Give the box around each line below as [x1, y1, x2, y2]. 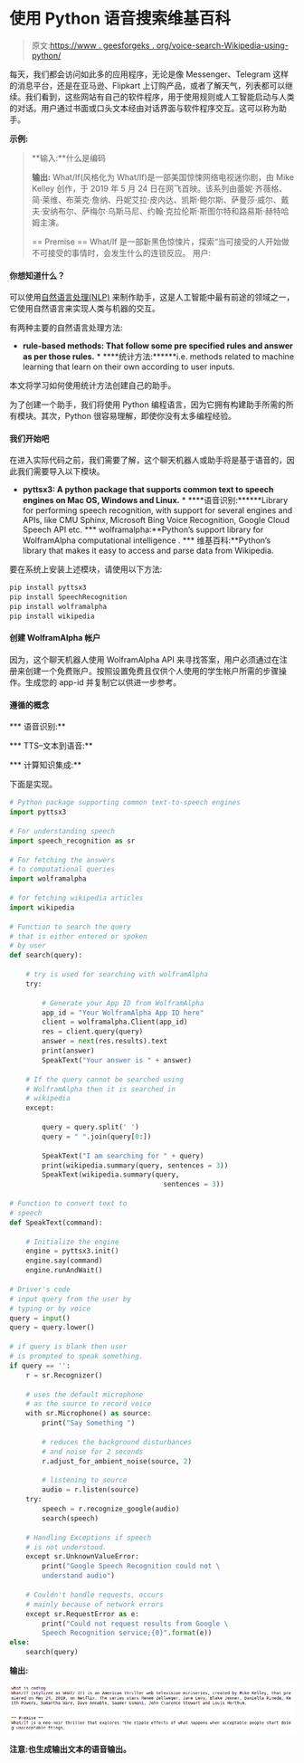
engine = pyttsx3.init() [25, 1246, 119, 1256]
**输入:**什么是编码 [31, 152, 106, 163]
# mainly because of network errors [25, 1599, 165, 1609]
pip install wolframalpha [9, 603, 107, 612]
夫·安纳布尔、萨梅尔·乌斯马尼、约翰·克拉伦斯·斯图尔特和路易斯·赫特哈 [31, 205, 290, 216]
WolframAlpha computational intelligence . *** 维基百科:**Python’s [22, 535, 271, 546]
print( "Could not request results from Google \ [42, 1619, 229, 1628]
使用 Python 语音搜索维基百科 [9, 8, 232, 29]
